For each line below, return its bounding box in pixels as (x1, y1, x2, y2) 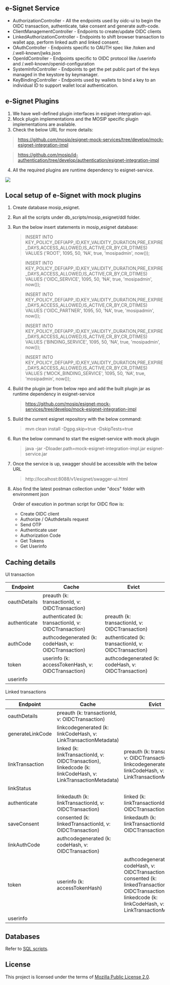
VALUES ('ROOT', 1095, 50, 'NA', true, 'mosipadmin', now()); (25, 250, 150, 256)
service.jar (25, 451, 48, 457)
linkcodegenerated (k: (56, 724, 109, 731)
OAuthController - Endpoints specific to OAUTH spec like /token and (12, 44, 155, 50)
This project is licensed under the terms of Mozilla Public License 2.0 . (5, 974, 150, 980)
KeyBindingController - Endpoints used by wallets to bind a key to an (12, 77, 156, 83)
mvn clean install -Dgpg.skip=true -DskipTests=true (25, 426, 133, 432)
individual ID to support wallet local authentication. (12, 82, 118, 88)
